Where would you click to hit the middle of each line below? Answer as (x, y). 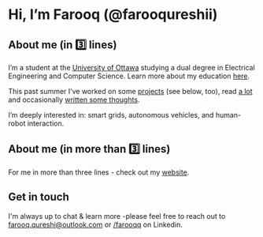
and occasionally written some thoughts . (74, 100)
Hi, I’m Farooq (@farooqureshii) (113, 15)
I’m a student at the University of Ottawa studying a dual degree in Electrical (132, 68)
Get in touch (39, 197)
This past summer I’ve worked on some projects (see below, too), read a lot (131, 91)
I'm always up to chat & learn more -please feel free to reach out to (117, 216)
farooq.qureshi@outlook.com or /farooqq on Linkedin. (96, 224)
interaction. (46, 123)
